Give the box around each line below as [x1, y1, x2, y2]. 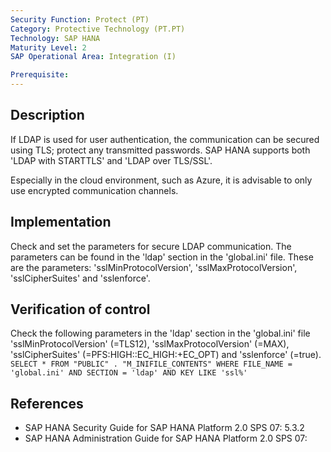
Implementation [10, 214, 112, 231]
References [10, 395, 84, 412]
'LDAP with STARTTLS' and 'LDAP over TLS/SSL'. [10, 154, 213, 166]
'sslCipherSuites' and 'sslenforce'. [10, 272, 151, 284]
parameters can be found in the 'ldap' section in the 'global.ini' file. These [10, 251, 314, 263]
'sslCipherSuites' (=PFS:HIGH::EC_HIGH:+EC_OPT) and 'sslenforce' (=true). [10, 349, 322, 361]
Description [10, 107, 85, 124]
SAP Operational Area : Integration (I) [10, 52, 177, 62]
